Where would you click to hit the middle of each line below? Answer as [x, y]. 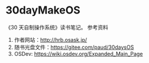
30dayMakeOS [43, 10]
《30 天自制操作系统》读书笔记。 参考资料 [57, 27]
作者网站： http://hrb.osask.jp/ [51, 39]
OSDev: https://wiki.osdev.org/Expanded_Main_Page [78, 54]
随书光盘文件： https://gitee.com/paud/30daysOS [74, 47]
